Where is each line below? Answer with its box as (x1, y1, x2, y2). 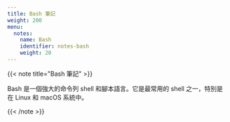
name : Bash (20, 36, 52, 43)
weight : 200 (7, 17, 42, 24)
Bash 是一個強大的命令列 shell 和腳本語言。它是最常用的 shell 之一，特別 (7, 84, 217, 93)
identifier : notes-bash (20, 43, 90, 50)
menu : (7, 23, 23, 30)
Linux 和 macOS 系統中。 (15, 93, 88, 102)
